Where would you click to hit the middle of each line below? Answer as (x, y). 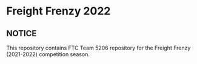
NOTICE (22, 34)
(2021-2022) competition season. (48, 54)
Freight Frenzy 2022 (58, 11)
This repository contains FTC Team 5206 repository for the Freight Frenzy (98, 48)
